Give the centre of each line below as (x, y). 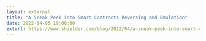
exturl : (16, 29)
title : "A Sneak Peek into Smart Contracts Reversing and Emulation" (97, 17)
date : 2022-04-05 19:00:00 (41, 23)
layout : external (29, 12)
